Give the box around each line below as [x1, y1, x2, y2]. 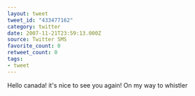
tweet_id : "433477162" [7, 17, 73, 24]
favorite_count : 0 [7, 42, 61, 49]
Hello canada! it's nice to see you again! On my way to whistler [7, 81, 188, 89]
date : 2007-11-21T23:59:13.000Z [7, 29, 101, 37]
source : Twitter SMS [7, 36, 68, 43]
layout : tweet [7, 10, 49, 17]
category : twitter [7, 23, 61, 30]
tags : [7, 56, 23, 63]
